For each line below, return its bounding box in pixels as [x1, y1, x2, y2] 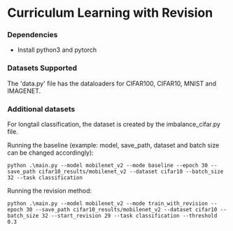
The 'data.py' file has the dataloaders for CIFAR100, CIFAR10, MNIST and [7, 79, 217, 87]
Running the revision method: [7, 187, 92, 195]
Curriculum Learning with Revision [7, 5, 213, 21]
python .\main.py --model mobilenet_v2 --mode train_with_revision [7, 200, 209, 207]
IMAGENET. [7, 86, 41, 95]
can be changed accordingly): [7, 148, 94, 157]
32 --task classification [7, 174, 83, 181]
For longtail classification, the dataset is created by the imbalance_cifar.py [7, 120, 220, 129]
